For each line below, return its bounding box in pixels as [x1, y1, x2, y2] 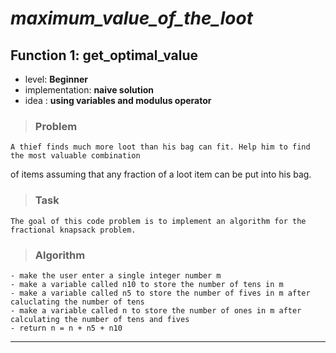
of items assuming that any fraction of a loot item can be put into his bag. [10, 168, 312, 181]
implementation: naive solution [24, 84, 154, 96]
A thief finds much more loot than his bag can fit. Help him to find [10, 142, 311, 152]
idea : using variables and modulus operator [24, 95, 212, 106]
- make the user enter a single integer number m [10, 270, 222, 281]
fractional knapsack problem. [10, 225, 137, 235]
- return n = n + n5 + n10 [10, 323, 123, 333]
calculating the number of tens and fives [10, 314, 190, 324]
